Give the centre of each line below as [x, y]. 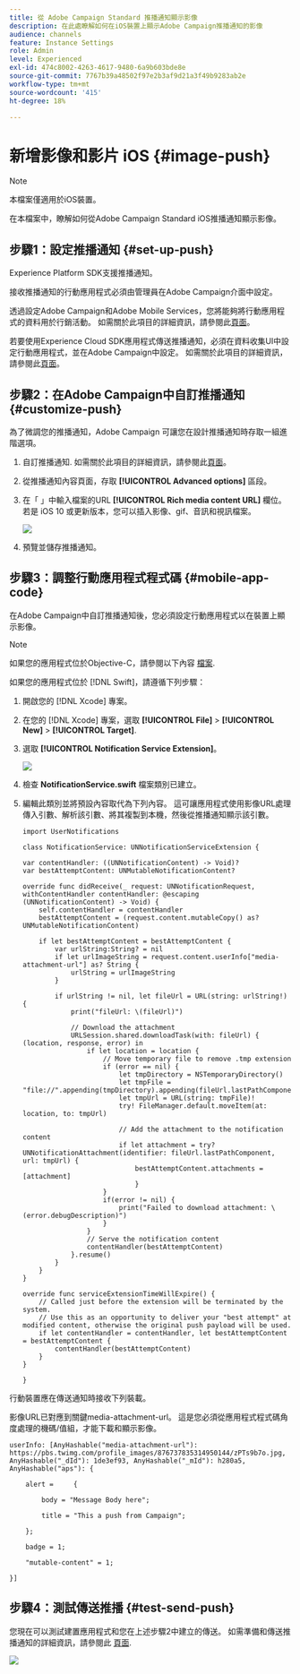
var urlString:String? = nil [109, 949]
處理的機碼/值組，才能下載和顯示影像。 [89, 1428]
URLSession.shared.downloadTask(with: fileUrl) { [165, 1035]
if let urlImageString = [101, 957]
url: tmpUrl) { [51, 1161]
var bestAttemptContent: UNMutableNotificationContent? [129, 871]
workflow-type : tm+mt [50, 84]
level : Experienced [46, 59]
